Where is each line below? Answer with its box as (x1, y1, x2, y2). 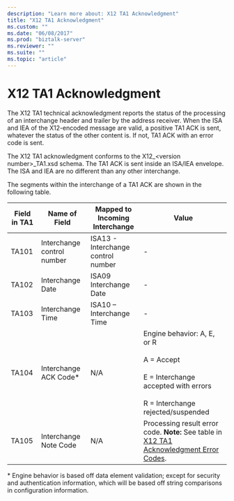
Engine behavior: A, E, (143, 329, 215, 338)
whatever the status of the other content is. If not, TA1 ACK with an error (7, 130, 214, 140)
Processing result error (143, 418, 219, 428)
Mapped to (95, 204, 132, 214)
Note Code (40, 440, 77, 450)
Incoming (97, 213, 130, 223)
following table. (7, 188, 52, 196)
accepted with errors (143, 381, 212, 391)
